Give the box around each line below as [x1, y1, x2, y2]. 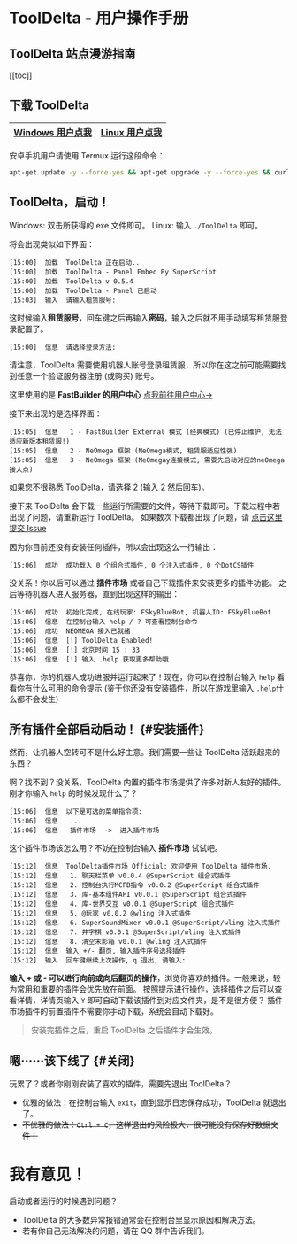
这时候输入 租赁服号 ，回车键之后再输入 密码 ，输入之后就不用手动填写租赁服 [9, 312, 280, 323]
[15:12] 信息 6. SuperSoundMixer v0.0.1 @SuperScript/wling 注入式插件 [9, 918, 281, 928]
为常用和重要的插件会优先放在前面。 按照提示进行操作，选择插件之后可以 [9, 984, 275, 994]
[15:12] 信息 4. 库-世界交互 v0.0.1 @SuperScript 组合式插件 [9, 900, 235, 908]
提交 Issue [9, 522, 47, 533]
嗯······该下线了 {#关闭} [9, 1053, 135, 1068]
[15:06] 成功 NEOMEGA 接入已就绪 [9, 626, 131, 636]
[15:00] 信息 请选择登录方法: [9, 343, 117, 352]
